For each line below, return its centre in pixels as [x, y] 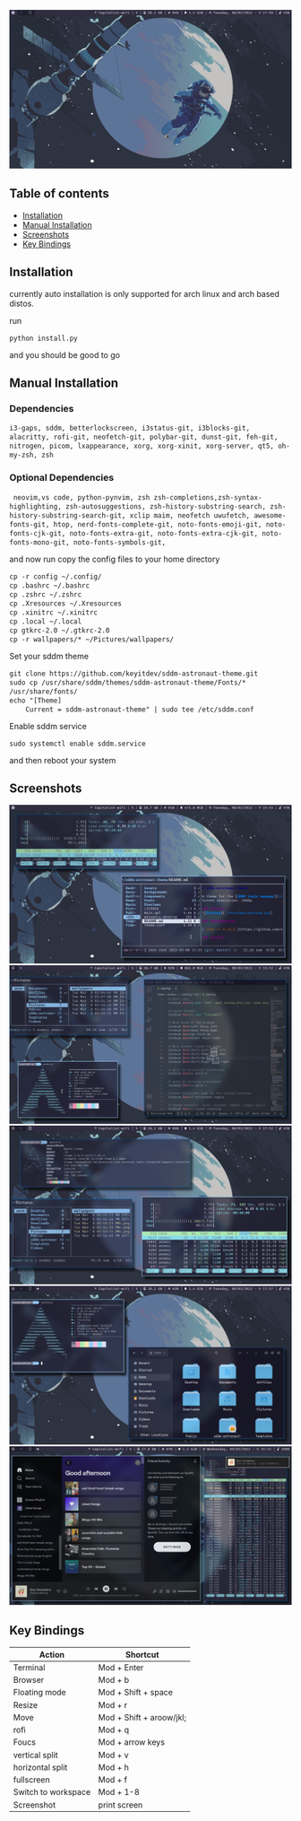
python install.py [43, 338]
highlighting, [36, 506]
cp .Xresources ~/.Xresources [66, 603]
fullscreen [32, 1780]
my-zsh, [24, 455]
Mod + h [114, 1767]
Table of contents [59, 194]
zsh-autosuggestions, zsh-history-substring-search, [166, 506]
